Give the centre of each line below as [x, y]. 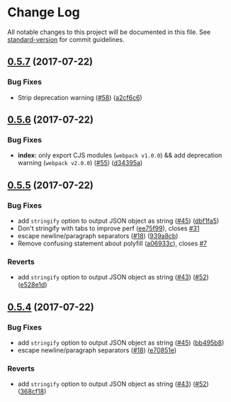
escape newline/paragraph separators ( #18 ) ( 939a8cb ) [98, 236]
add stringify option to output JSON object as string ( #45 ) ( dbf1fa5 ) [118, 221]
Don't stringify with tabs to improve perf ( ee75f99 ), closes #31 [108, 228]
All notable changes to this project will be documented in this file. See [109, 32]
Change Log [44, 12]
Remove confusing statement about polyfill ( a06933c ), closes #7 [112, 243]
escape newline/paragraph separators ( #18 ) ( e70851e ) [97, 350]
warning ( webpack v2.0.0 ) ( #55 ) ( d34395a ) [80, 163]
